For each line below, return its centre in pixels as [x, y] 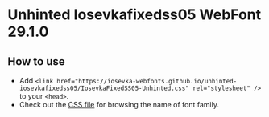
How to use [36, 61]
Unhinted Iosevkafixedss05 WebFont [134, 15]
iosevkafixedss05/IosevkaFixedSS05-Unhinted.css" [104, 88]
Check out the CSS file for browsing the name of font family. [119, 105]
